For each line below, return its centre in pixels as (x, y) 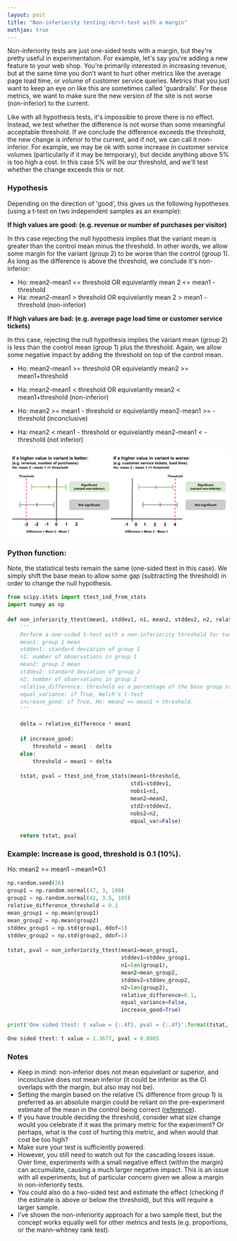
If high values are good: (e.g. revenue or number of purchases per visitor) (117, 225)
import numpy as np (36, 605)
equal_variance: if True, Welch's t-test (81, 694)
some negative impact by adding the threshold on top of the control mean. (115, 354)
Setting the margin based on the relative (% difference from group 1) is (120, 1095)
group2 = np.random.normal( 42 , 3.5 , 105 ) (69, 898)
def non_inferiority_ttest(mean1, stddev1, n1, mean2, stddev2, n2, (110, 619)
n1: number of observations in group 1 (79, 657)
